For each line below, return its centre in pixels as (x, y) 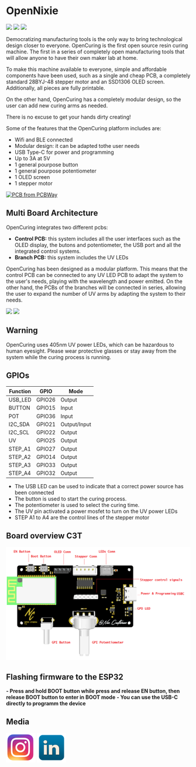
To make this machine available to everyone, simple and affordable (86, 69)
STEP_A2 (20, 457)
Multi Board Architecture (52, 213)
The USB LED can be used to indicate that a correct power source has (99, 486)
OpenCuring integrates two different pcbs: (57, 227)
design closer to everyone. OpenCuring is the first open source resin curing (97, 45)
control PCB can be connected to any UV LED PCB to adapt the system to (94, 275)
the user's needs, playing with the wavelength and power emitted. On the (94, 281)
